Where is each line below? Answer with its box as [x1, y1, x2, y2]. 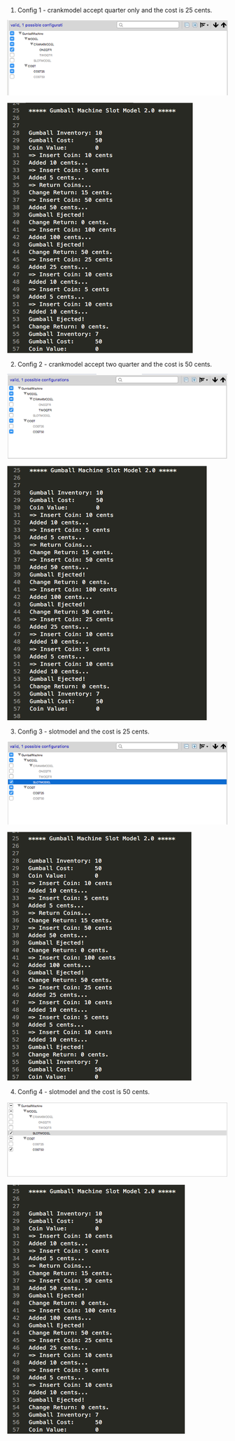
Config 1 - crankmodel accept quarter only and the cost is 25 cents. [17, 6, 213, 14]
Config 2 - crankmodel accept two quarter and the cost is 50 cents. [17, 360, 212, 369]
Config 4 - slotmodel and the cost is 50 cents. [17, 1088, 150, 1096]
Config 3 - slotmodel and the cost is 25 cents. [17, 727, 150, 736]
